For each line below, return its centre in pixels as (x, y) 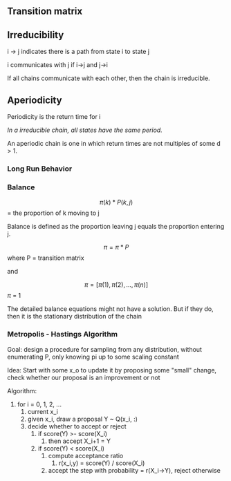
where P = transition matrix (46, 258)
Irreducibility (36, 35)
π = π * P (116, 247)
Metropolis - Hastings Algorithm (63, 334)
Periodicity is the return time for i (54, 117)
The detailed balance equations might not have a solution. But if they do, (110, 309)
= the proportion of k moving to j (53, 213)
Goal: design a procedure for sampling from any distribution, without (105, 349)
